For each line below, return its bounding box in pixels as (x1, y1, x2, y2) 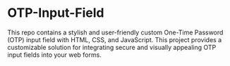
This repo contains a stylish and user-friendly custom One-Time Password (7, 28, 224, 37)
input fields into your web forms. (7, 51, 102, 59)
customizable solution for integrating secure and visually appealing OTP (7, 43, 217, 51)
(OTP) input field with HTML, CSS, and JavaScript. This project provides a (7, 35, 222, 44)
